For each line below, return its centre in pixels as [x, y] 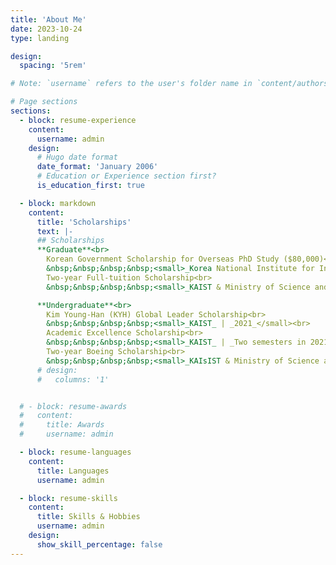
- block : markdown [58, 203]
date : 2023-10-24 [46, 29]
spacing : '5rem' [53, 66]
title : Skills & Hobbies [88, 517]
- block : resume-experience [78, 120]
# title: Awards [62, 425]
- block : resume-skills [68, 498]
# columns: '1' [73, 379]
